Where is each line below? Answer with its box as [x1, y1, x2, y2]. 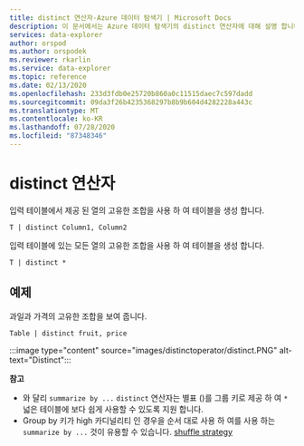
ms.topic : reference [9, 73, 88, 82]
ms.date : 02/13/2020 [9, 81, 88, 90]
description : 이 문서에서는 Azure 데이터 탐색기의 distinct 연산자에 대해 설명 [9, 22, 278, 31]
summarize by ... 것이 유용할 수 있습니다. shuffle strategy [22, 426, 233, 437]
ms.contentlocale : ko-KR [9, 114, 103, 123]
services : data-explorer [9, 30, 103, 39]
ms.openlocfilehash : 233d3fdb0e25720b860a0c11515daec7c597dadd [9, 89, 253, 98]
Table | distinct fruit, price [9, 328, 128, 338]
